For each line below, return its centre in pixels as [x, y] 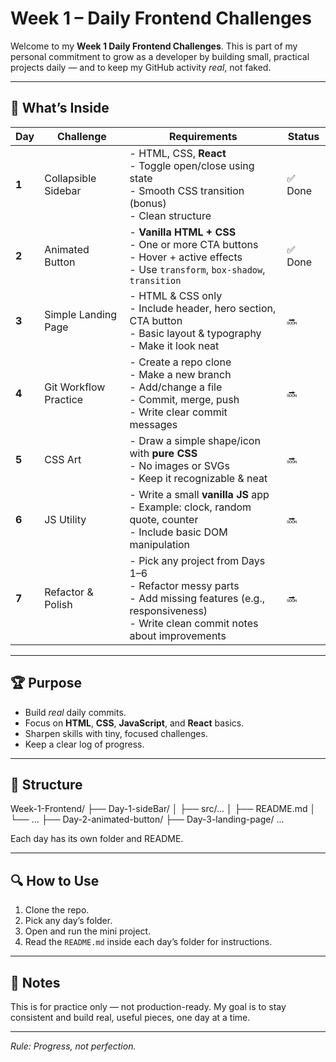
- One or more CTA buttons [194, 244]
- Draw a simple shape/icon [195, 440]
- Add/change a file [176, 387]
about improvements [178, 635]
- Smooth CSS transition [187, 190]
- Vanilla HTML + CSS [183, 232]
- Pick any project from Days [197, 560]
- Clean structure [170, 215]
